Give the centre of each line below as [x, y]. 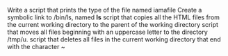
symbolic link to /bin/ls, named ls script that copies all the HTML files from [114, 17]
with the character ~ [36, 47]
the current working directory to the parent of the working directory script [113, 25]
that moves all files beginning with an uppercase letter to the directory [108, 32]
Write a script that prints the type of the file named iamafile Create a [105, 10]
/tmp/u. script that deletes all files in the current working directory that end [114, 39]
